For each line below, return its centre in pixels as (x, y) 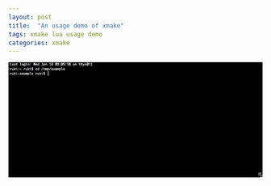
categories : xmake (39, 43)
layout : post (30, 17)
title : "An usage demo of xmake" (67, 25)
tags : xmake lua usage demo (56, 34)
